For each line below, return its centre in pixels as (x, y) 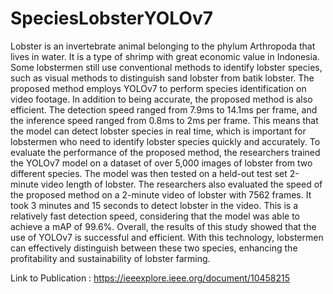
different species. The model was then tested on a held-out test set (149, 173)
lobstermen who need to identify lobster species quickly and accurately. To (165, 141)
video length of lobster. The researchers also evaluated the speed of (181, 184)
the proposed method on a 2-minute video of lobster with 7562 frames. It (161, 194)
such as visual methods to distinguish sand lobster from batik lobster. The (162, 78)
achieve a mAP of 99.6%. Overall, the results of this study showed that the (163, 226)
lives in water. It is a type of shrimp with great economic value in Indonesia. (165, 56)
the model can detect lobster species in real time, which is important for (158, 131)
